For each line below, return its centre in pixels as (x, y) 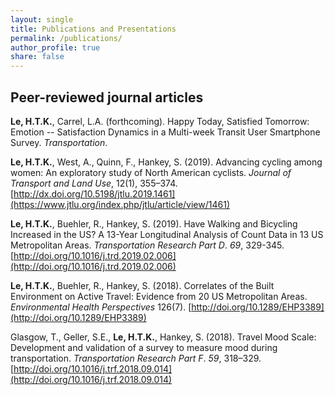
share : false (37, 57)
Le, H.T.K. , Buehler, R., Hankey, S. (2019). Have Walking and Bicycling (154, 223)
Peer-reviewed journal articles (107, 97)
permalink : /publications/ (66, 38)
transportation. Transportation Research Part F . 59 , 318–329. (136, 358)
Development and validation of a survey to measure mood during (144, 347)
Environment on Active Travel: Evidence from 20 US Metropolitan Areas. (159, 296)
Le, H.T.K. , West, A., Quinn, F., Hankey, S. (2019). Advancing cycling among (166, 162)
